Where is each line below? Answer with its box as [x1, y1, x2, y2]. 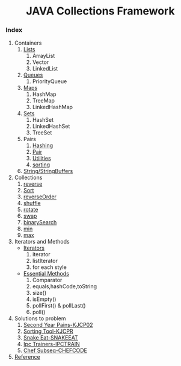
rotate [23, 206, 38, 213]
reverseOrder [23, 193, 57, 200]
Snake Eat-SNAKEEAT [23, 334, 79, 341]
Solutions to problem [14, 315, 66, 322]
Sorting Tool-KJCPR [23, 327, 73, 335]
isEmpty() [32, 295, 57, 303]
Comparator [32, 276, 63, 284]
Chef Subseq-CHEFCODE [23, 347, 88, 354]
